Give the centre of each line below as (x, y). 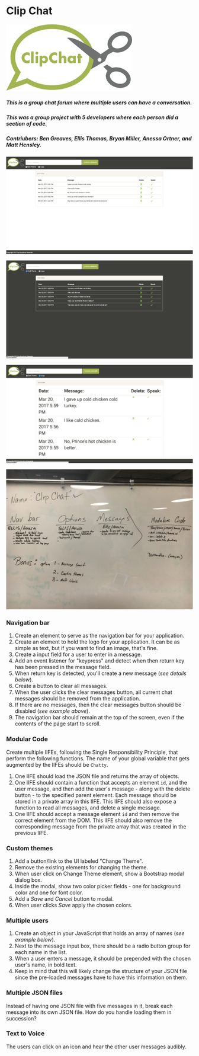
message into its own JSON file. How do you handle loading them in (89, 1012)
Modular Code (27, 739)
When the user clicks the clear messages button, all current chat (94, 692)
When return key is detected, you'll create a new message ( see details (100, 673)
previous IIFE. (31, 833)
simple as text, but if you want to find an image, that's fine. (86, 648)
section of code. (27, 123)
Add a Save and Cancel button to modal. (64, 898)
